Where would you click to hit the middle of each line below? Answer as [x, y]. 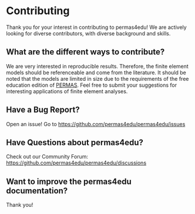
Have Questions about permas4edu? [75, 142]
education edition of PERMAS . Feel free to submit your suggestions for [92, 85]
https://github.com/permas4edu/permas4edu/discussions [76, 163]
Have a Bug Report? [43, 110]
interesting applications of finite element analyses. [67, 91]
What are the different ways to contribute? [85, 52]
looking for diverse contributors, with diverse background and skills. [88, 33]
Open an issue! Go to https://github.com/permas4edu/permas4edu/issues [96, 124]
